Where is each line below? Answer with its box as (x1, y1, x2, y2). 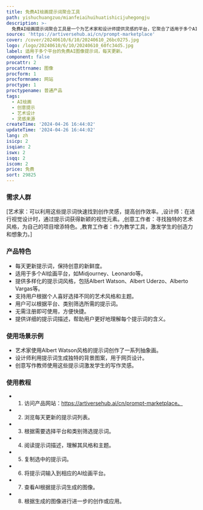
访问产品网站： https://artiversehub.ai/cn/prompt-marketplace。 (24, 400, 183, 407)
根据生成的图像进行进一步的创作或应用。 (24, 497, 125, 505)
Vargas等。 (14, 285, 43, 292)
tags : (6, 93, 20, 99)
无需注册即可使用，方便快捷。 (14, 307, 89, 315)
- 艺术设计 (11, 110, 36, 116)
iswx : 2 (6, 149, 26, 155)
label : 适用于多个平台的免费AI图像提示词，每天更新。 (6, 48, 126, 54)
